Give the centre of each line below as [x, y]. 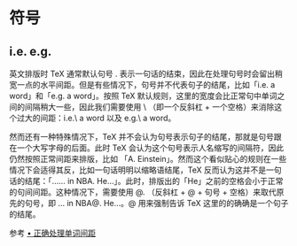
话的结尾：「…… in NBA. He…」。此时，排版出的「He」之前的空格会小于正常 [146, 181]
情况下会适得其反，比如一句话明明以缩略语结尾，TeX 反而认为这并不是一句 [145, 170]
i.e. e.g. [31, 51]
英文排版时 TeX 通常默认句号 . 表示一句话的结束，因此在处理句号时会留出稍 [146, 73]
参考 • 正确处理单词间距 [52, 233]
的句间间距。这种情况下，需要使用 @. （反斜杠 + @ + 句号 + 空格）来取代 [143, 192]
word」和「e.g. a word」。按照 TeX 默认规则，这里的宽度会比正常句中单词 [143, 96]
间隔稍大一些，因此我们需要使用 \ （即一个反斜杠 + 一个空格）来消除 [149, 107]
